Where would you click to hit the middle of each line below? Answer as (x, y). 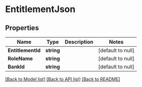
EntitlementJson (40, 9)
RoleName (20, 59)
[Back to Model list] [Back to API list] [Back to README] (63, 79)
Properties (22, 28)
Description (79, 42)
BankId (16, 67)
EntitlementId (24, 50)
